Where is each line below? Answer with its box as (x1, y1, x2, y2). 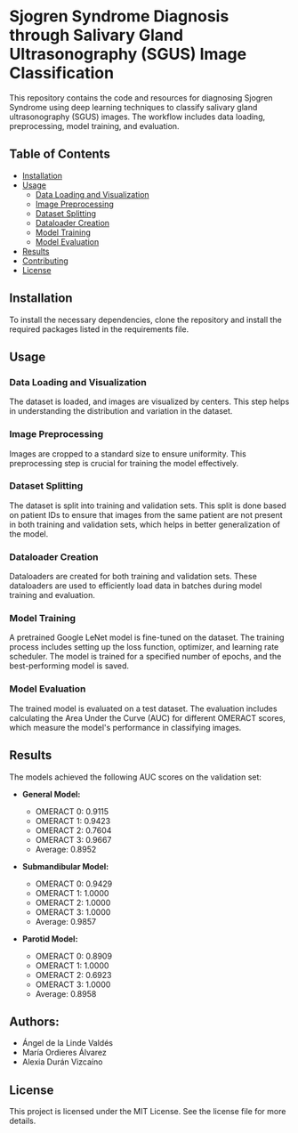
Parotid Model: (21, 933, 78, 944)
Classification (9, 63, 114, 84)
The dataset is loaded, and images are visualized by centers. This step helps (9, 396, 290, 407)
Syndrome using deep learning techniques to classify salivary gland (9, 101, 258, 112)
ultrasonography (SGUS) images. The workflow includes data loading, (9, 111, 266, 122)
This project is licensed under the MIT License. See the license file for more (9, 1106, 286, 1117)
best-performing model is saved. (9, 660, 130, 671)
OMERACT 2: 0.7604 (35, 825, 112, 836)
